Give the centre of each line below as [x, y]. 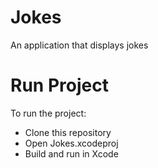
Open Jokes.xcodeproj [71, 143]
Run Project [59, 85]
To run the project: [48, 113]
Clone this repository [68, 132]
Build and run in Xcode [71, 153]
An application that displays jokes [79, 45]
